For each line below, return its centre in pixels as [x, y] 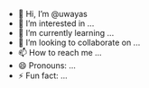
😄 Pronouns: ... [47, 66]
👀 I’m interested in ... [56, 23]
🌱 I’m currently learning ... [66, 33]
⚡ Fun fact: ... [42, 75]
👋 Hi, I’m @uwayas [52, 14]
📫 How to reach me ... [60, 53]
